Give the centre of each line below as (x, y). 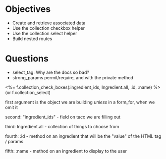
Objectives (28, 9)
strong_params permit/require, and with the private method (73, 77)
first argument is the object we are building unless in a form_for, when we (80, 102)
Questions (27, 59)
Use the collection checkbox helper (49, 28)
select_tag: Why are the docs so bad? (51, 72)
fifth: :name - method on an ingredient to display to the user (66, 151)
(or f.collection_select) (28, 92)
